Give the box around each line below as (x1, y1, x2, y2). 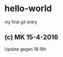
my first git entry (4, 19, 38, 25)
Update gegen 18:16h (4, 46, 47, 52)
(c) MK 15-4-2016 (4, 33, 59, 41)
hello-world (4, 3, 52, 14)
